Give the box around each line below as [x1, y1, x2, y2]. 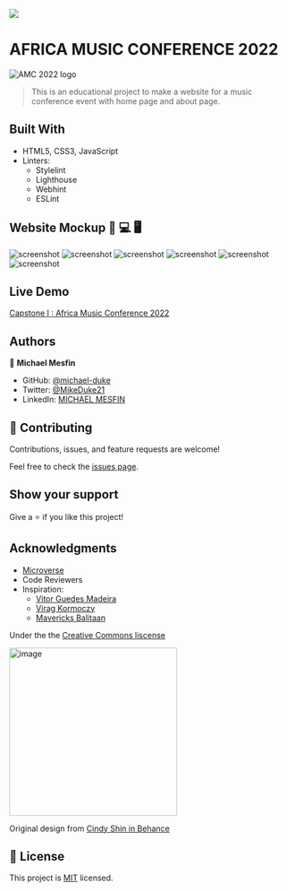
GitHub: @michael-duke [21, 375, 112, 385]
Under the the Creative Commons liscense [9, 629, 165, 640]
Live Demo [9, 283, 70, 299]
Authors [9, 333, 56, 349]
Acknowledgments [9, 541, 118, 556]
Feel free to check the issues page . [9, 462, 139, 472]
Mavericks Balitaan [35, 612, 106, 623]
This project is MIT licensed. [9, 872, 114, 883]
